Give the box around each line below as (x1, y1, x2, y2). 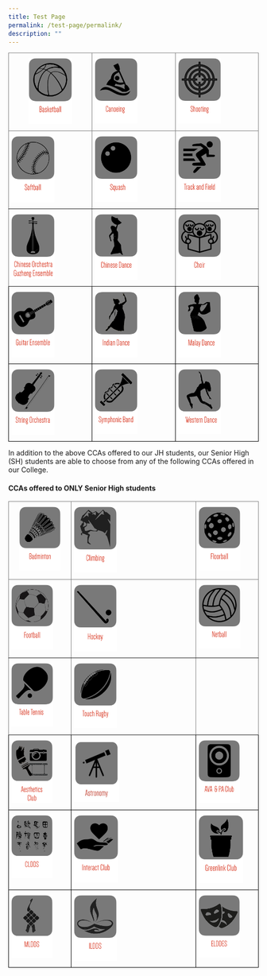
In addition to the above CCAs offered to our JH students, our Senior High (8, 448, 250, 458)
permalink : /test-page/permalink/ (8, 21, 123, 29)
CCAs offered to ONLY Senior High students (8, 483, 157, 493)
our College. (8, 465, 49, 474)
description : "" (8, 29, 62, 37)
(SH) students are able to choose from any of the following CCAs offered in (8, 457, 254, 467)
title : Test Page (8, 13, 66, 21)
